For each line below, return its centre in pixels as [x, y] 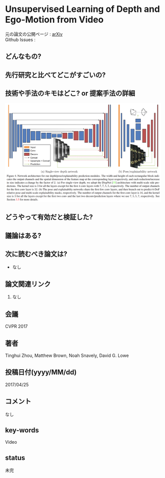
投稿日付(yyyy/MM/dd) [41, 373]
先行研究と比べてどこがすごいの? [56, 75]
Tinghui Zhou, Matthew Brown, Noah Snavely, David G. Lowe [67, 355]
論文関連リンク [28, 284]
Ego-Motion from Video [54, 20]
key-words [22, 430]
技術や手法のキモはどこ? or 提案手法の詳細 [70, 94]
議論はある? [23, 236]
